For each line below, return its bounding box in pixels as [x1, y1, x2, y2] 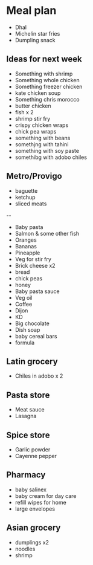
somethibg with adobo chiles [14, 153, 88, 161]
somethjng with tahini [14, 140, 69, 148]
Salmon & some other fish [14, 230, 80, 237]
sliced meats [14, 200, 47, 207]
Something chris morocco [14, 95, 80, 103]
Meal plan [6, 4, 57, 18]
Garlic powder [14, 446, 51, 453]
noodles [14, 545, 36, 552]
